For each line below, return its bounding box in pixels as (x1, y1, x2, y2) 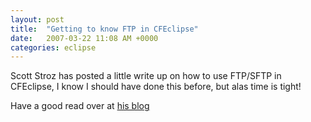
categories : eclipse (10, 42, 97, 53)
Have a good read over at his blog (10, 100, 150, 112)
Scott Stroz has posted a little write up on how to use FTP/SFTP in (10, 70, 282, 82)
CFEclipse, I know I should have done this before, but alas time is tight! (10, 81, 302, 93)
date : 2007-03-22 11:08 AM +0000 (10, 33, 159, 43)
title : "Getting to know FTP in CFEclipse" (10, 24, 199, 34)
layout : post (10, 14, 65, 25)
